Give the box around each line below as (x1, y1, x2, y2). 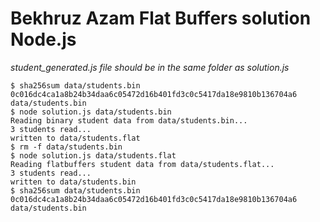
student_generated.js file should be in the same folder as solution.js (10, 61, 290, 73)
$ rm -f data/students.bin (10, 142, 123, 152)
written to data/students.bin (10, 177, 137, 187)
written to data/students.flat (10, 133, 141, 143)
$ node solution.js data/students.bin (10, 107, 172, 117)
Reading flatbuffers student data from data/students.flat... (10, 159, 275, 169)
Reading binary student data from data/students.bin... (10, 115, 248, 126)
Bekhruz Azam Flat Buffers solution (10, 7, 312, 30)
